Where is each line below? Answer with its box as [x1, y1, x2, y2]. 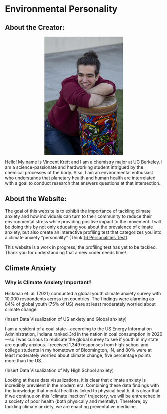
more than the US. [5, 357, 43, 363]
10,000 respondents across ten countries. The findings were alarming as [5, 296, 154, 302]
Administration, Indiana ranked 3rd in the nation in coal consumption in [5, 331, 151, 337]
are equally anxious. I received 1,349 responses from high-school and [5, 341, 149, 348]
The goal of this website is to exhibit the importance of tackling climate [5, 208, 151, 214]
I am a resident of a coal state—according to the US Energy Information [5, 326, 152, 332]
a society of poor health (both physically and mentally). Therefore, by [5, 398, 148, 404]
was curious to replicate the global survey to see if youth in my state [18, 336, 159, 342]
